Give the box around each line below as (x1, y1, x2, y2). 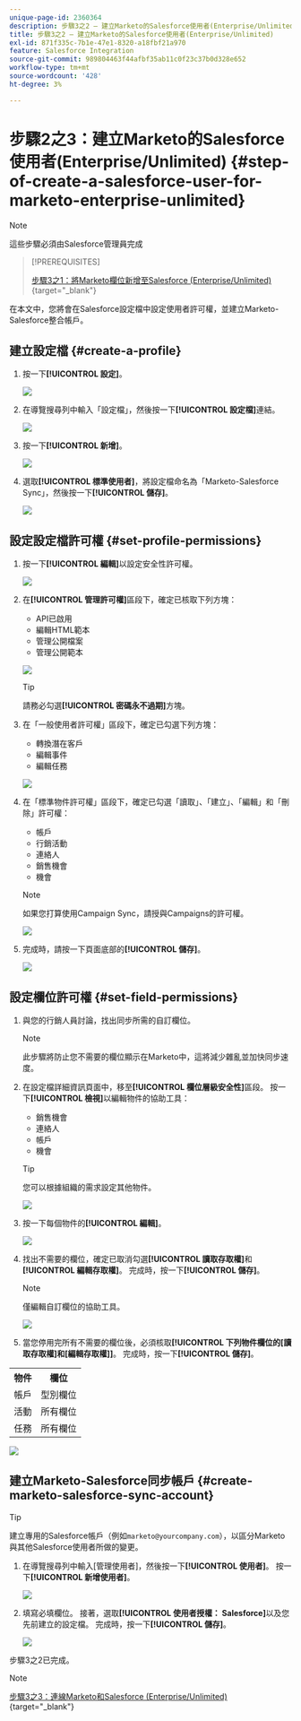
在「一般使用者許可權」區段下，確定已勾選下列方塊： (21, 719, 219, 731)
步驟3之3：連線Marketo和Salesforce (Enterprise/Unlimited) (9, 1691, 228, 1701)
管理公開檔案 (35, 636, 83, 646)
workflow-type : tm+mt (9, 64, 90, 73)
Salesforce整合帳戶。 (9, 315, 89, 325)
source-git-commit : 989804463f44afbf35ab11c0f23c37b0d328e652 (9, 55, 246, 64)
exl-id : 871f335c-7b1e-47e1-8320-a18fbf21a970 (9, 38, 186, 48)
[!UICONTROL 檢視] (30, 1093, 104, 1103)
